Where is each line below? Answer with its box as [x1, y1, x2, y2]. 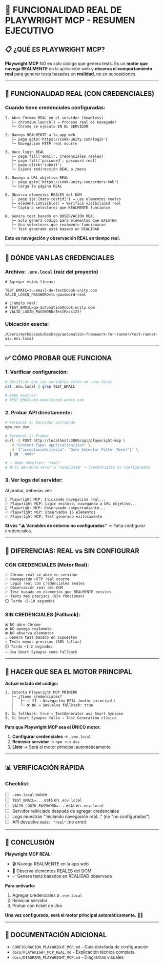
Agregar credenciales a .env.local [12, 892, 82, 898]
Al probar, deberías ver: [5, 488, 53, 494]
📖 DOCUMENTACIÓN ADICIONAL [5, 931, 107, 939]
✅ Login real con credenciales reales [5, 581, 85, 586]
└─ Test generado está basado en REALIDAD [11, 227, 99, 231]
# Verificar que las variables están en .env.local [5, 379, 112, 385]
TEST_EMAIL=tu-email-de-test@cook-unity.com [5, 288, 97, 293]
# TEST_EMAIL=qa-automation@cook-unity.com [5, 305, 95, 310]
